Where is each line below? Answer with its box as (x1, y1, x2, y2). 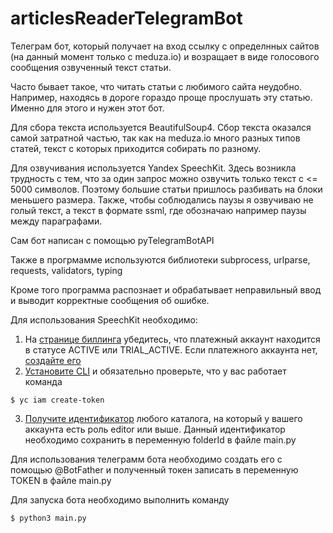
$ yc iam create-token (10, 395, 105, 405)
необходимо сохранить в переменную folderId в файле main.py (24, 433, 297, 446)
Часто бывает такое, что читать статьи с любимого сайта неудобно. (10, 80, 303, 92)
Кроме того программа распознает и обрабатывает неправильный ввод (10, 283, 322, 296)
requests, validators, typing (10, 264, 123, 276)
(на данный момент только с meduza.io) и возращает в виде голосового (10, 50, 320, 62)
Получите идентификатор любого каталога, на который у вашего (24, 412, 303, 424)
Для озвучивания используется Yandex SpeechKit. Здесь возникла (10, 162, 297, 174)
